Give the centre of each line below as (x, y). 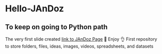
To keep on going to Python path (56, 27)
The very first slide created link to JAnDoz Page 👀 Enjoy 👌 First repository (81, 39)
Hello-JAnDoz (35, 9)
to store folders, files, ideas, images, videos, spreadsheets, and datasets (79, 46)
